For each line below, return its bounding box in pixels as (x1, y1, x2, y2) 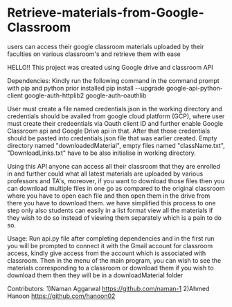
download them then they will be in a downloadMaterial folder (7, 271, 184, 279)
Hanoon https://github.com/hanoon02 (7, 292, 116, 300)
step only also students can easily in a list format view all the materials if (7, 206, 213, 214)
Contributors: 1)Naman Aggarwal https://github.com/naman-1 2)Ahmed (7, 284, 210, 292)
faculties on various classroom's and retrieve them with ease (7, 50, 181, 58)
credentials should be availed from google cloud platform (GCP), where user (7, 112, 225, 120)
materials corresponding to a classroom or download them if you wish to (7, 263, 214, 272)
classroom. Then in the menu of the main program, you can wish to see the (7, 256, 222, 264)
